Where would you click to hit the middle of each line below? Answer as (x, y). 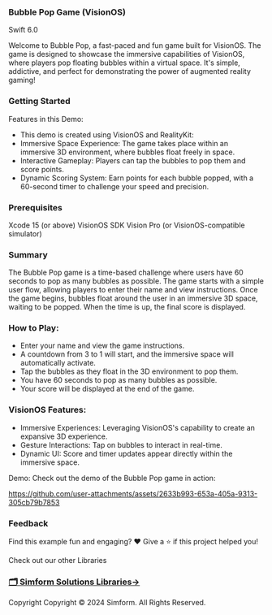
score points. (42, 169)
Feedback (28, 523)
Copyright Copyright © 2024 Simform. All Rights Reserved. (107, 603)
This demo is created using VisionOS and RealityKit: (107, 134)
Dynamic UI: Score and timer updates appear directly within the (126, 453)
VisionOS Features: (47, 410)
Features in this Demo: (46, 119)
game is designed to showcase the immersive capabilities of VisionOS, (127, 54)
